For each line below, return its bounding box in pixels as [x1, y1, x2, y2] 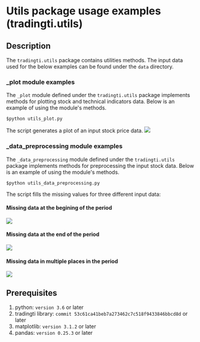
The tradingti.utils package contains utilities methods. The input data [6, 57, 183, 63]
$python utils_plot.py [6, 116, 63, 122]
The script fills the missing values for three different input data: [6, 190, 161, 198]
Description [6, 41, 51, 51]
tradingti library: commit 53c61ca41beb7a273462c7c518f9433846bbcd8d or [14, 310, 188, 317]
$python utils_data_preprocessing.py [6, 180, 100, 186]
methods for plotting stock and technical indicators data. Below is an [6, 98, 175, 105]
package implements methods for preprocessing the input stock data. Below [6, 162, 194, 169]
